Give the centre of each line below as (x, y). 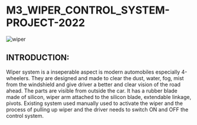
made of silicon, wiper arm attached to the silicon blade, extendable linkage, (99, 97)
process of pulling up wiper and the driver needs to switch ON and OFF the (97, 109)
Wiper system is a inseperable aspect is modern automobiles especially (93, 72)
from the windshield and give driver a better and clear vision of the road (93, 84)
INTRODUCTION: (38, 57)
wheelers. (18, 78)
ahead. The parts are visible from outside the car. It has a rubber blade (92, 91)
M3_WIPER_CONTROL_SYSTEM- (88, 10)
